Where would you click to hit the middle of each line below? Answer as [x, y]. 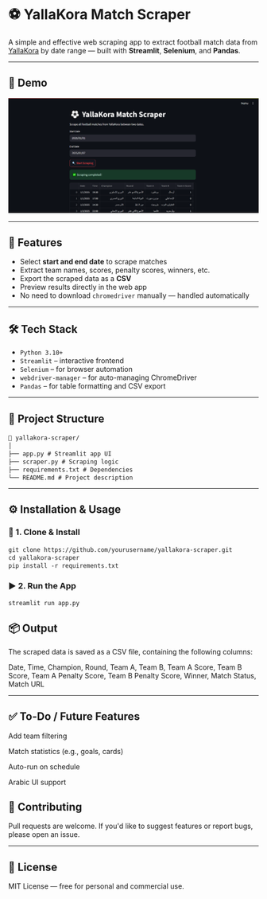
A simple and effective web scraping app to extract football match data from [133, 42]
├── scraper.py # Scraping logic [64, 462]
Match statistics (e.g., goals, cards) [66, 751]
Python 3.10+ [41, 353]
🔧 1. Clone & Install [44, 532]
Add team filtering [38, 736]
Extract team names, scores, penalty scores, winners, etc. [115, 270]
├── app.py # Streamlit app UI [60, 454]
